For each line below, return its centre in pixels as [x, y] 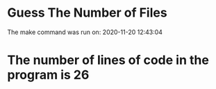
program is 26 [48, 75]
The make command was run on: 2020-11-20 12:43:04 [85, 32]
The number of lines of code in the [108, 60]
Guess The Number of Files [88, 13]
